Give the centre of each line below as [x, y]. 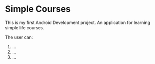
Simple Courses [38, 9]
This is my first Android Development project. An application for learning [77, 22]
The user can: [19, 37]
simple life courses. [25, 27]
